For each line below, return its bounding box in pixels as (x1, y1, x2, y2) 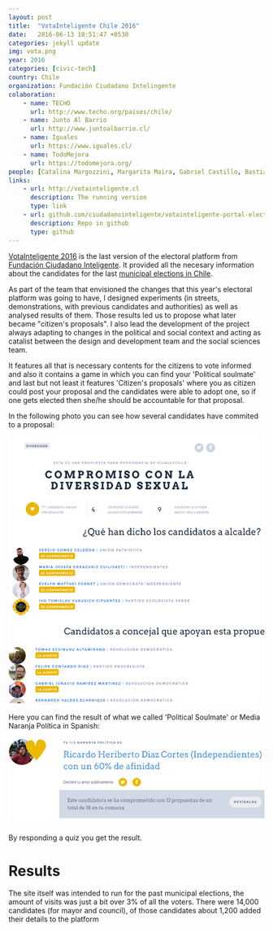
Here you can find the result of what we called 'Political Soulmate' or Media (8, 712, 261, 722)
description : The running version (29, 194, 148, 202)
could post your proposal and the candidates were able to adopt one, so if (8, 387, 256, 396)
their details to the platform (8, 914, 99, 924)
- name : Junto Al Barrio (23, 116, 107, 125)
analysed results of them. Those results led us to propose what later (8, 310, 236, 320)
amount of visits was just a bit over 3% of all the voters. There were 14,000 (8, 897, 259, 907)
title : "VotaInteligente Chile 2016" (8, 21, 140, 30)
